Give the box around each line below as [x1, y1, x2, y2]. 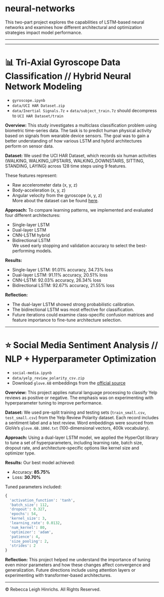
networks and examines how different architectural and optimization [5, 24, 143, 30]
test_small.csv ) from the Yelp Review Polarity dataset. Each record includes [5, 414, 159, 420]
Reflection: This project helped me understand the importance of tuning [5, 557, 150, 563]
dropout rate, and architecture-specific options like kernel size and [5, 445, 139, 451]
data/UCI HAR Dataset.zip [12, 103, 65, 108]
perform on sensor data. [5, 143, 54, 149]
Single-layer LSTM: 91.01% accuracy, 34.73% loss [12, 266, 113, 272]
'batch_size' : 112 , [9, 502, 49, 507]
